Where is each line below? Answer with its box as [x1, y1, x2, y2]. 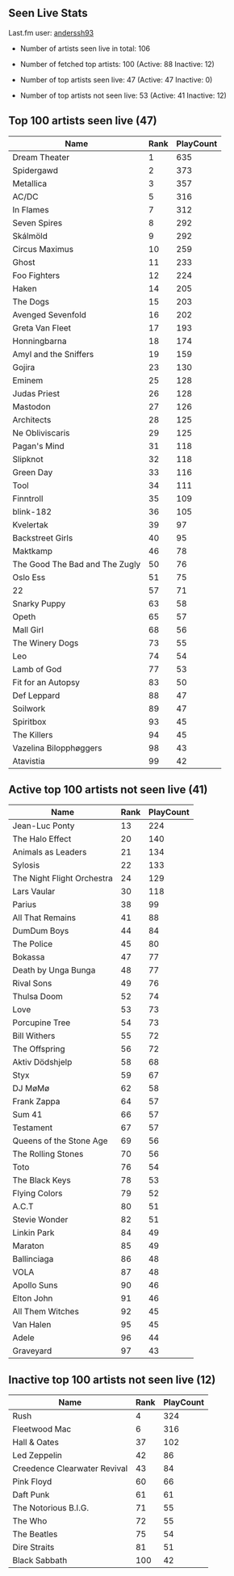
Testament [12, 1122, 53, 1133]
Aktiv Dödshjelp [12, 1057, 73, 1068]
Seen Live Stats [8, 6, 89, 20]
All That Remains [12, 912, 77, 923]
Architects [12, 414, 52, 425]
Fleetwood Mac [12, 1423, 72, 1435]
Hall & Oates [12, 1437, 59, 1448]
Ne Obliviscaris [12, 427, 70, 439]
